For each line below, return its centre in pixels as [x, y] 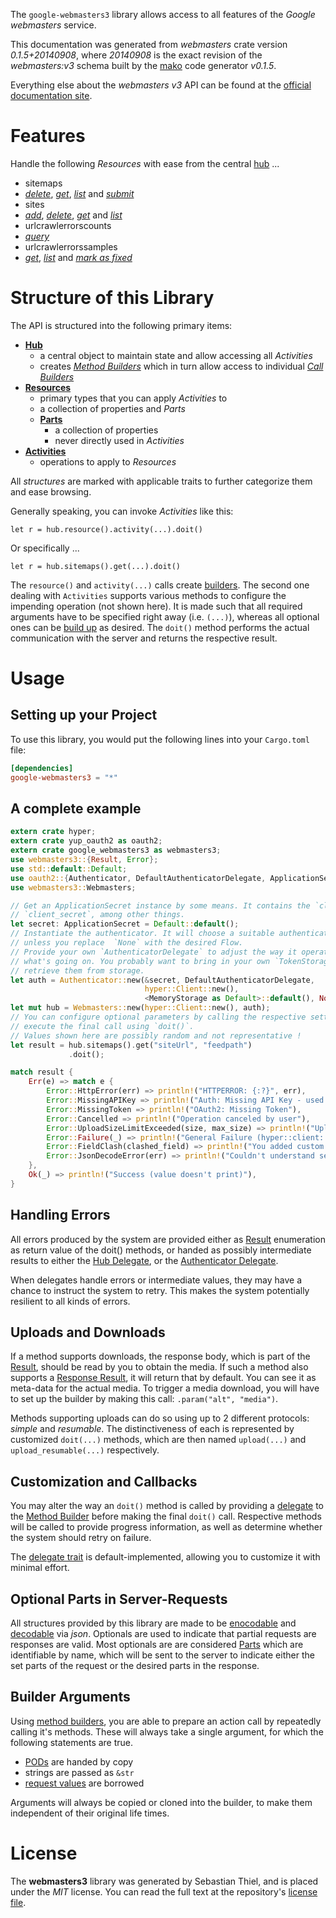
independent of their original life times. [90, 1813]
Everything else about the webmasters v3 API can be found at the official [161, 85]
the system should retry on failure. [81, 1538]
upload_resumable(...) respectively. [85, 1450]
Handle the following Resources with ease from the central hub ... [145, 163]
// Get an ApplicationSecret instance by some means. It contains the [160, 905]
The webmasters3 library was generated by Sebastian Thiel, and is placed [164, 1881]
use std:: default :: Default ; [69, 869]
